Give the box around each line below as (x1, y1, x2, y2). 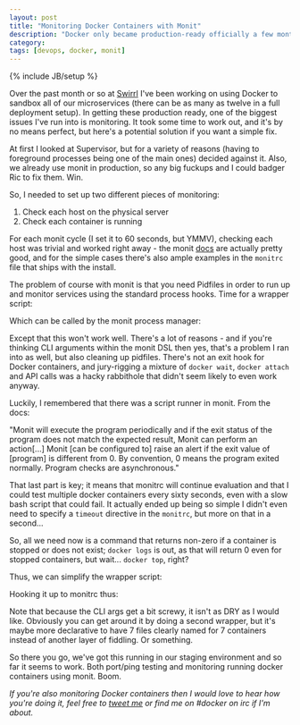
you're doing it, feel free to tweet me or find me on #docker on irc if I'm (9, 698, 271, 709)
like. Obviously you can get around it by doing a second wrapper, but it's (9, 616, 276, 627)
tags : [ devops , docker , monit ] (9, 46, 126, 55)
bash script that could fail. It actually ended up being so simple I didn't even (9, 499, 287, 510)
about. (9, 707, 34, 718)
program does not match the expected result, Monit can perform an (9, 434, 258, 445)
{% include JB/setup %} (9, 71, 98, 81)
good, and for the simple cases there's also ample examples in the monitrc (9, 252, 284, 264)
